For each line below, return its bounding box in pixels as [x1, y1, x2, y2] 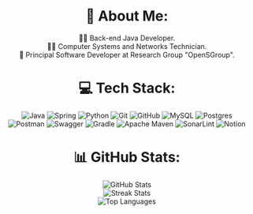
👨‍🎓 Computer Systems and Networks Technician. [47, 41, 207, 51]
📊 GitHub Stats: [73, 148, 181, 167]
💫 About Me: [85, 7, 169, 25]
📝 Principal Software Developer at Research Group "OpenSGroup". [19, 50, 235, 59]
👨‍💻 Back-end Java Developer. [78, 33, 176, 43]
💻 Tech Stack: [78, 79, 176, 97]
